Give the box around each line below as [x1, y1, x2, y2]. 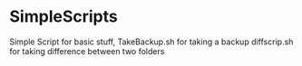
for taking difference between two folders [9, 45, 165, 56]
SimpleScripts [9, 6, 118, 27]
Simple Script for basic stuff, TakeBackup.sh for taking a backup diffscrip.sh [9, 36, 294, 47]
